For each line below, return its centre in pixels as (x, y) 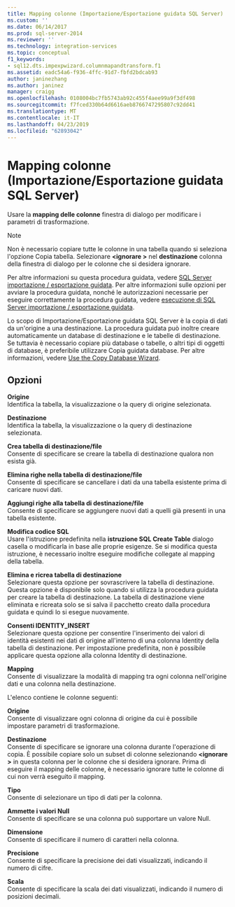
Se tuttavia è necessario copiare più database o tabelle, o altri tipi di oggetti (116, 343)
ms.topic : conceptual (39, 53)
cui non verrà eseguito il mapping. (56, 777)
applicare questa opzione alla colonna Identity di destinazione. (97, 656)
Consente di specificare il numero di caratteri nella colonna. (93, 840)
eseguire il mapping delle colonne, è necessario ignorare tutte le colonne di (116, 769)
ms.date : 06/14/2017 (37, 27)
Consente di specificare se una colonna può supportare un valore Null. (109, 819)
